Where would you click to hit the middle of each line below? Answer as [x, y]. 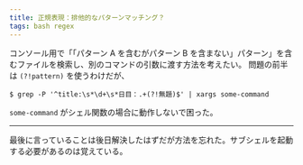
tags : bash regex [42, 26]
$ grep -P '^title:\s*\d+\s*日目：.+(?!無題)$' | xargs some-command [139, 94]
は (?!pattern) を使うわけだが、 [69, 75]
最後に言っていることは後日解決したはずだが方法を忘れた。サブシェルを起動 [151, 140]
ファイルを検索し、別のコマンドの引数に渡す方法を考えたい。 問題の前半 [152, 64]
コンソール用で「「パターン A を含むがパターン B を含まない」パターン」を [147, 53]
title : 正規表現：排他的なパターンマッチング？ [87, 18]
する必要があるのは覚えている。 [69, 151]
